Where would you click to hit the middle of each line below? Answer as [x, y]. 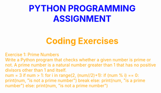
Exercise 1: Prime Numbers [32, 55]
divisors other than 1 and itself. [36, 70]
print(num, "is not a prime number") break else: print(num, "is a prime [75, 80]
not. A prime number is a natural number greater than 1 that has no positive [80, 65]
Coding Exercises [82, 41]
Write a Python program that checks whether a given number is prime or [78, 60]
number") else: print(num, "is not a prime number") [57, 86]
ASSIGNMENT [82, 19]
